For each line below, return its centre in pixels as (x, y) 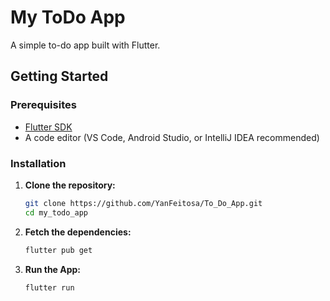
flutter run (49, 287)
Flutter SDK (48, 127)
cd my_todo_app (56, 212)
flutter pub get (58, 250)
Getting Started (59, 76)
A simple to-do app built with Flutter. (85, 45)
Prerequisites (43, 105)
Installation (38, 163)
